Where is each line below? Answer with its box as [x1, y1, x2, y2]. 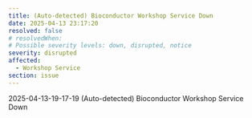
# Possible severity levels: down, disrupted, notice [8, 42, 193, 50]
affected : [8, 57, 42, 65]
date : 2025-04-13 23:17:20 [8, 19, 99, 27]
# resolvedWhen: [8, 34, 63, 43]
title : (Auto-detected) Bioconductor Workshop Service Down [8, 11, 214, 20]
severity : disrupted [8, 49, 78, 57]
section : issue [8, 71, 59, 79]
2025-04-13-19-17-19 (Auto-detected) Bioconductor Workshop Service [8, 93, 244, 103]
